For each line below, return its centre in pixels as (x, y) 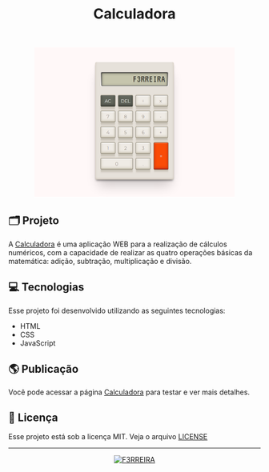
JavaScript (38, 343)
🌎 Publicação (43, 369)
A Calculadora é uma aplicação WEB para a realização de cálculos (118, 244)
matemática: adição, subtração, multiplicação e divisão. (100, 261)
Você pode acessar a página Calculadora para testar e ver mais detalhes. (129, 392)
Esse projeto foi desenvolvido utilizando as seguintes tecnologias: (117, 310)
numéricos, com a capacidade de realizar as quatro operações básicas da (130, 252)
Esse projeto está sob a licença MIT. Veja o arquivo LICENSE (108, 437)
